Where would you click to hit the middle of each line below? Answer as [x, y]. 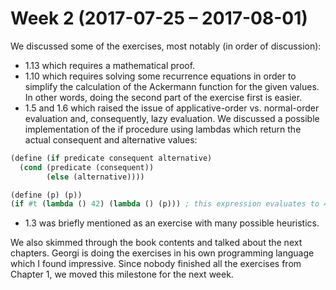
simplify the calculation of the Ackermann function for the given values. [172, 86]
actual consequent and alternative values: [111, 139]
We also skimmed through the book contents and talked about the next [156, 243]
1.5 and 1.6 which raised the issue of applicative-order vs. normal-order [172, 108]
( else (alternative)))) [95, 177]
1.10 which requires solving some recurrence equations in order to [160, 76]
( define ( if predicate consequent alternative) [111, 158]
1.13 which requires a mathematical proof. [110, 65]
